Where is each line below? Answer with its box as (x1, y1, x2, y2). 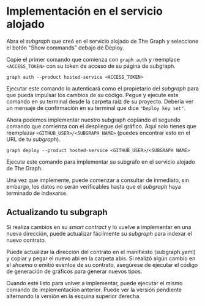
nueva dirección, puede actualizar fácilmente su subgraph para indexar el (6, 230, 192, 237)
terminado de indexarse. (6, 189, 68, 197)
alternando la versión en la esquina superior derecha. (6, 292, 141, 300)
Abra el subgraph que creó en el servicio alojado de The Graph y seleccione (6, 37, 199, 45)
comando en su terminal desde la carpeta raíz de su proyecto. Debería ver (6, 98, 194, 105)
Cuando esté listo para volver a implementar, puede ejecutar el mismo (6, 279, 183, 286)
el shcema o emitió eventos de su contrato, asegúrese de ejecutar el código (6, 261, 198, 268)
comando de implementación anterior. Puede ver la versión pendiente (6, 286, 182, 293)
